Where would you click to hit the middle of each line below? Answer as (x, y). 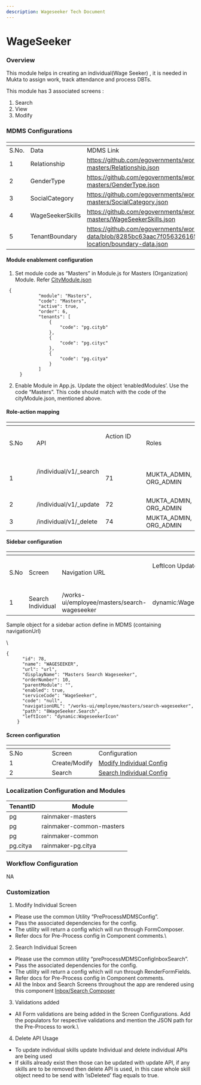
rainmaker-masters (69, 816)
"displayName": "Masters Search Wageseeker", (80, 675)
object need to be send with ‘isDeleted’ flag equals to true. (87, 1075)
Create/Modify (72, 763)
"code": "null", (42, 701)
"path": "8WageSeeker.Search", (61, 711)
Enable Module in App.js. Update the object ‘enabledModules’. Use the (102, 385)
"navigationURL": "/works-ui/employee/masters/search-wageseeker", (108, 706)
